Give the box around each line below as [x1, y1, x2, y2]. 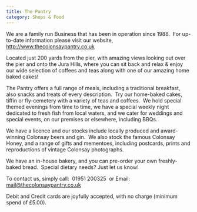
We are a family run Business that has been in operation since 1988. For [6, 30, 181, 37]
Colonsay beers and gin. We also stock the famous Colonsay [26, 133, 175, 140]
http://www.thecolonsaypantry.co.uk [6, 42, 95, 50]
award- [161, 127, 178, 134]
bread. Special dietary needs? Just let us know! [22, 163, 139, 171]
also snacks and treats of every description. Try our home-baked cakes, [6, 91, 182, 98]
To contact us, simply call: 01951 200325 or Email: [6, 175, 131, 182]
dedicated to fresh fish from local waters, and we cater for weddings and [6, 110, 183, 117]
